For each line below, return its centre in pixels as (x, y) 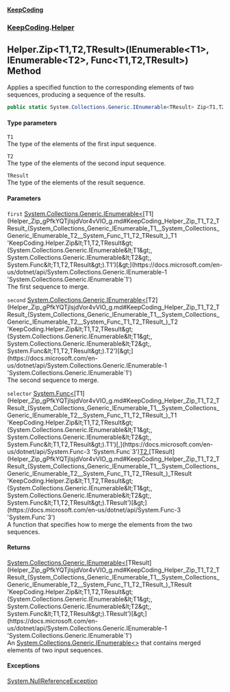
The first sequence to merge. (48, 286)
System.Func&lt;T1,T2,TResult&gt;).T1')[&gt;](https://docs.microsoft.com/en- (115, 265)
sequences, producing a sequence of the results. (76, 95)
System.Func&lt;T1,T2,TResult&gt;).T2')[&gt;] (70, 350)
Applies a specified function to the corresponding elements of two (101, 87)
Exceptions (23, 666)
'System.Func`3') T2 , (120, 451)
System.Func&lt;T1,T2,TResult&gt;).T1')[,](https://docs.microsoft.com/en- (110, 444)
